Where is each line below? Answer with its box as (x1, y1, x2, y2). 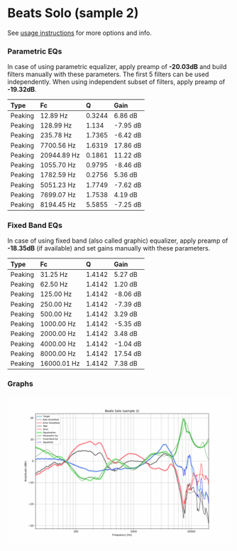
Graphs (7, 379, 33, 389)
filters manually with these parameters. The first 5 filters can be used (7, 70, 209, 79)
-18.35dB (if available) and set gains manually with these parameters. (7, 244, 211, 253)
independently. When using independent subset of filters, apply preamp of (7, 78, 226, 86)
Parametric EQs (7, 46, 62, 56)
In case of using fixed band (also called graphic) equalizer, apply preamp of (7, 236, 228, 245)
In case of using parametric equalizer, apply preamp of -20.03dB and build (7, 63, 227, 71)
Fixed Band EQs (7, 220, 62, 230)
